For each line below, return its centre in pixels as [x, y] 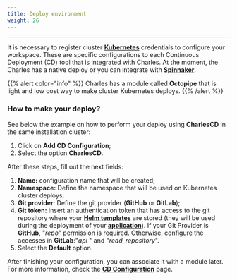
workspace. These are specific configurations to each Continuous [103, 54]
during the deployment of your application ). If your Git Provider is [113, 225]
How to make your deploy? [54, 109]
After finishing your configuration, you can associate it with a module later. [115, 261]
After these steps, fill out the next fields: [65, 166]
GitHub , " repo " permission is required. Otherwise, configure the [110, 233]
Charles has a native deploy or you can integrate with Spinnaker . [102, 69]
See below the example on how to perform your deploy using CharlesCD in [116, 124]
